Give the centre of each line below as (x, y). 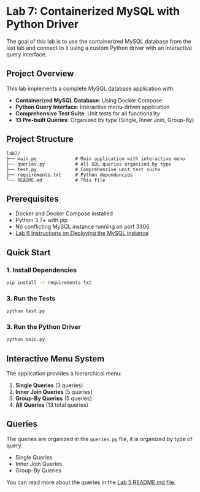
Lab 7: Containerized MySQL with (93, 11)
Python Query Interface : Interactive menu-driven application (92, 107)
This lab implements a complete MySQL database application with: (90, 88)
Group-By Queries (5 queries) (53, 398)
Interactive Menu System (56, 359)
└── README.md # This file (56, 180)
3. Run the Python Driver (44, 327)
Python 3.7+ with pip (41, 220)
